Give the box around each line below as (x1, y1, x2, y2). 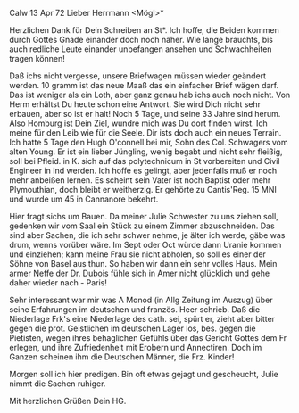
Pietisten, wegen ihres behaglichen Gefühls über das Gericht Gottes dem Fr (9, 333, 287, 343)
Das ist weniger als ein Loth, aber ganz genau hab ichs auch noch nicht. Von (9, 89, 291, 100)
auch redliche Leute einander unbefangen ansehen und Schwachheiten (9, 44, 272, 54)
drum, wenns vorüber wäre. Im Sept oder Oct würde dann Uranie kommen (9, 240, 282, 250)
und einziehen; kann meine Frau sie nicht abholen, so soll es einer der (9, 249, 266, 260)
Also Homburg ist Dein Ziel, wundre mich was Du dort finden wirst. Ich (9, 118, 268, 128)
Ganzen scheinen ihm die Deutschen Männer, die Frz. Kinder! (9, 351, 235, 362)
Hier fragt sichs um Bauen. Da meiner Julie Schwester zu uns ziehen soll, (9, 211, 278, 221)
